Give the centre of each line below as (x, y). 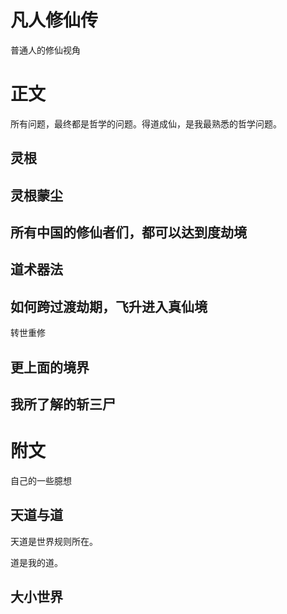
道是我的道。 (36, 562)
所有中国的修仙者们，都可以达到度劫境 (128, 232)
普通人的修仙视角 (45, 50)
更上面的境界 (50, 367)
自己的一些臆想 (41, 480)
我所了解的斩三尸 (63, 404)
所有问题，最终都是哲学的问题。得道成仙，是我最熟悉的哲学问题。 (146, 123)
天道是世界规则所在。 (54, 541)
